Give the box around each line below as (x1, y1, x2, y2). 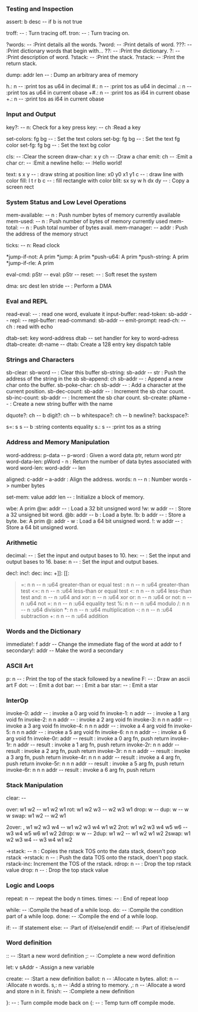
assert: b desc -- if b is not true (6, 18, 83, 25)
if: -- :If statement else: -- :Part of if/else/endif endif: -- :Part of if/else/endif (6, 924, 190, 931)
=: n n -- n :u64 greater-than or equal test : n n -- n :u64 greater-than (20, 581, 190, 589)
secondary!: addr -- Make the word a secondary (6, 647, 124, 654)
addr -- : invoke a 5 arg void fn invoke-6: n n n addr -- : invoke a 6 (25, 728, 186, 735)
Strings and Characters (6, 355, 75, 364)
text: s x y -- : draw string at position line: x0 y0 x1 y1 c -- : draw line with (6, 170, 184, 177)
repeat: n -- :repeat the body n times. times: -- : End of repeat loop (6, 895, 168, 902)
